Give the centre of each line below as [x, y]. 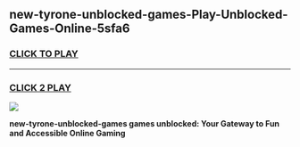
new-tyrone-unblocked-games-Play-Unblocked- [149, 15]
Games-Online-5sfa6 [70, 29]
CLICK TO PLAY [44, 54]
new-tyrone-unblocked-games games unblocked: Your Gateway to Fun [144, 123]
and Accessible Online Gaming [67, 133]
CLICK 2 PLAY [40, 87]
